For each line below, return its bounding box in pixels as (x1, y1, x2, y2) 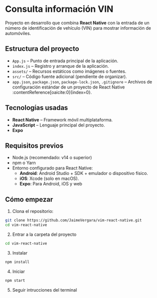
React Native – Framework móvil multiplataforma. (12, 117, 113, 123)
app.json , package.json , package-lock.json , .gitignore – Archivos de (12, 79, 153, 85)
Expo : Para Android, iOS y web (19, 181, 83, 187)
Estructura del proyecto (5, 44, 80, 53)
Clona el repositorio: (12, 209, 54, 214)
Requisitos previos (5, 141, 63, 150)
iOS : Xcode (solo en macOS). (19, 175, 79, 181)
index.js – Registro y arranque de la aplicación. (12, 63, 109, 69)
